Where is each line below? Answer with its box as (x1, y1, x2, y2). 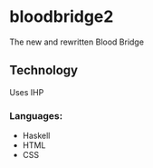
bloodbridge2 (9, 6, 114, 27)
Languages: (9, 109, 63, 122)
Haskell (22, 130, 51, 142)
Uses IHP (9, 86, 44, 97)
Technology (9, 63, 79, 78)
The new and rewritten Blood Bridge (9, 36, 145, 47)
